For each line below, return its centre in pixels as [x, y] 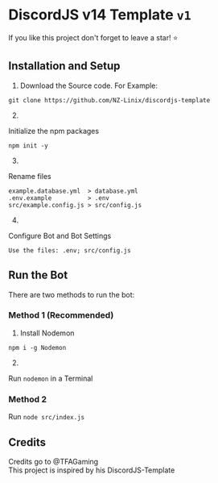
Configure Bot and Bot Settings [60, 235]
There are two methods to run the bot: [72, 294]
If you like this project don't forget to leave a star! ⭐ [93, 37]
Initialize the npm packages [53, 131]
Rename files [30, 176]
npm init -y [28, 146]
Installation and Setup [64, 66]
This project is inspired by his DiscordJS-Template [92, 470]
